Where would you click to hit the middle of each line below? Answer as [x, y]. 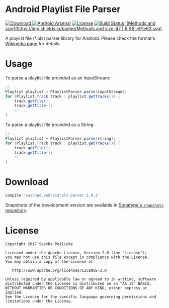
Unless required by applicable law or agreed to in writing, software [81, 279]
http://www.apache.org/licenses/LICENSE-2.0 [59, 270]
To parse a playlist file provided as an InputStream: [58, 78]
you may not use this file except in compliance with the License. [77, 257]
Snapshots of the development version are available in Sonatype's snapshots [84, 205]
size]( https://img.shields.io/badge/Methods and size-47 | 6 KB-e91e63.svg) [83, 28]
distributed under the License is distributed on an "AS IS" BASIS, [78, 283]
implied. [14, 292]
